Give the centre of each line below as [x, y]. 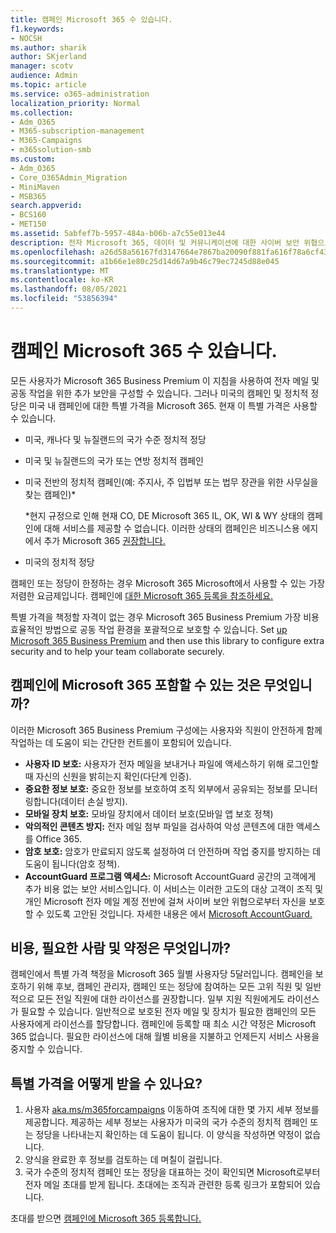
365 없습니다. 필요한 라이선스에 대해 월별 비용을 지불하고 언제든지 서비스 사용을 [165, 1037]
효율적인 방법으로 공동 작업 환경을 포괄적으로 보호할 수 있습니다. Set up [149, 629]
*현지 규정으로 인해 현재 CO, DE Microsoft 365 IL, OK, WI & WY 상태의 [164, 515]
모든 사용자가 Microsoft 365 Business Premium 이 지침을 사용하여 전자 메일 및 [165, 380]
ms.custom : [33, 159]
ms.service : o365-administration [80, 94]
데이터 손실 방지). [94, 801]
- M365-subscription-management [77, 131]
